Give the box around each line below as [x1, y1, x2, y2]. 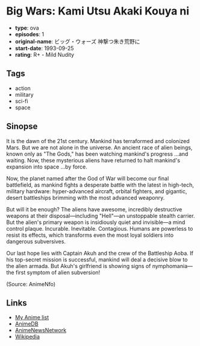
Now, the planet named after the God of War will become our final [6, 175, 169, 182]
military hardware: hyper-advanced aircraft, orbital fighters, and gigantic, [6, 187, 187, 194]
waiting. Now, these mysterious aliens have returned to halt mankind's [6, 156, 181, 164]
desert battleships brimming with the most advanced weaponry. [6, 194, 165, 201]
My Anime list [14, 314, 49, 321]
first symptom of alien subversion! [15, 269, 101, 276]
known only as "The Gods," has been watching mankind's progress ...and [6, 150, 189, 158]
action [14, 85, 31, 92]
